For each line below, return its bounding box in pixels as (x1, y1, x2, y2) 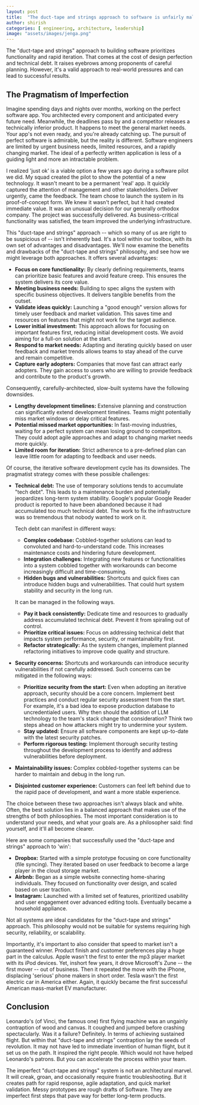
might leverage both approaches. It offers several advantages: (6, 254, 158, 261)
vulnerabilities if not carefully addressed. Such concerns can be (14, 665, 171, 672)
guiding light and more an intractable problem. (6, 155, 120, 163)
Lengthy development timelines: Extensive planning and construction (14, 402, 187, 409)
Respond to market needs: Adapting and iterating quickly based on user (14, 341, 192, 348)
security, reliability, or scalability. (6, 929, 86, 936)
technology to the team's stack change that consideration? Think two (23, 715, 193, 722)
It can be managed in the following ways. (14, 598, 115, 605)
